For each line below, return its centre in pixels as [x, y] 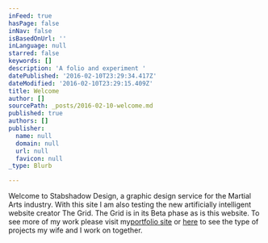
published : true [36, 114]
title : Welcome [34, 91]
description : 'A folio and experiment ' [77, 69]
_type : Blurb [30, 166]
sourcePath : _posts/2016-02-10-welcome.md [81, 106]
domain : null [38, 143]
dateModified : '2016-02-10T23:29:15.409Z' [81, 83]
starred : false [34, 53]
